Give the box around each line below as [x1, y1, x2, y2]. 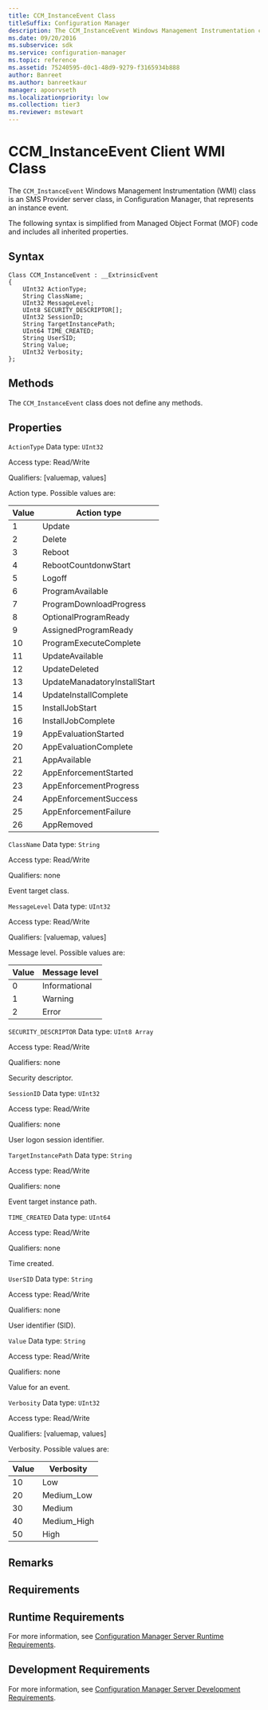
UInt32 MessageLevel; [22, 299, 94, 307]
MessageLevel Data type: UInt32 [8, 901, 111, 911]
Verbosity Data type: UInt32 [8, 1398, 100, 1407]
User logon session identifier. [8, 1135, 105, 1145]
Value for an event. [8, 1383, 70, 1392]
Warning [42, 993, 74, 1004]
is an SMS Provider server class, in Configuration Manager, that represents [8, 194, 254, 204]
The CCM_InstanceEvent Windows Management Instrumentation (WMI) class [8, 185, 257, 196]
